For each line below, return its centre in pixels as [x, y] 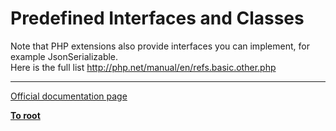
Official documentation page [69, 96]
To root [25, 115]
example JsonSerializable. [64, 56]
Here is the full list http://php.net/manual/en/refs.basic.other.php [143, 67]
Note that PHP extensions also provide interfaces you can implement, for [160, 46]
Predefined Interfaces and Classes [157, 18]
